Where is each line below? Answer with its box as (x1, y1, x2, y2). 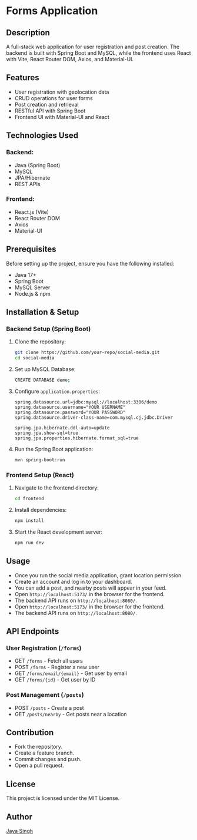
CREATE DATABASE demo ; (14, 377, 71, 383)
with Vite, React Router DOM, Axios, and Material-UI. (6, 56, 134, 62)
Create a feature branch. (14, 749, 75, 756)
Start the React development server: (14, 528, 103, 535)
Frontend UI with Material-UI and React (14, 113, 110, 120)
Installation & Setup (6, 307, 79, 317)
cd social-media (14, 355, 55, 361)
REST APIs (14, 180, 41, 187)
